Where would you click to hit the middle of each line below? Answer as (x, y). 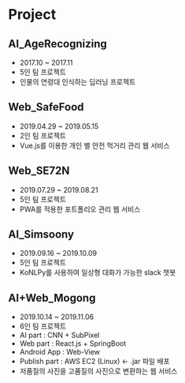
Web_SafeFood (46, 107)
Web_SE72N (39, 171)
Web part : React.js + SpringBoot (73, 344)
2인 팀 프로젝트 (43, 135)
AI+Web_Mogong (52, 298)
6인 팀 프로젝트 (43, 326)
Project (32, 15)
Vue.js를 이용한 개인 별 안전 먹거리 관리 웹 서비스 (95, 145)
